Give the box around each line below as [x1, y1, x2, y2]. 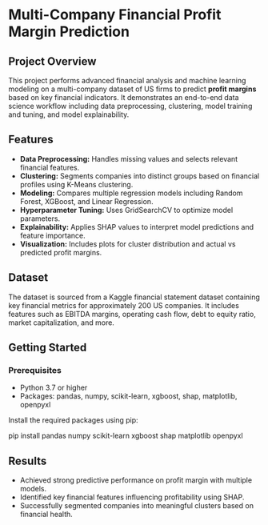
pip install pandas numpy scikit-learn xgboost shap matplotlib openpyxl [8, 431, 243, 441]
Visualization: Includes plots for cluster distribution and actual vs [19, 238, 236, 249]
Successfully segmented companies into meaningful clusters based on [19, 501, 254, 511]
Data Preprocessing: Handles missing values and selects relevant [19, 154, 238, 163]
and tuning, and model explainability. [8, 110, 130, 119]
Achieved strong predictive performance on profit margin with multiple [19, 475, 253, 485]
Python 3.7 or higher [19, 383, 88, 393]
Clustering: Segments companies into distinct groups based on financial [19, 170, 260, 181]
